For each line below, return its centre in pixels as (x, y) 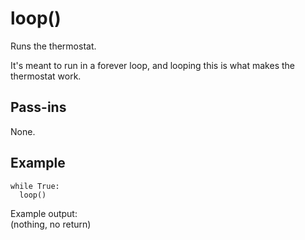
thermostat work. (46, 76)
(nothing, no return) (51, 224)
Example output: (44, 213)
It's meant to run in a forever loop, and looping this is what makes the (152, 65)
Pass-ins (38, 107)
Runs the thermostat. (53, 46)
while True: (35, 186)
